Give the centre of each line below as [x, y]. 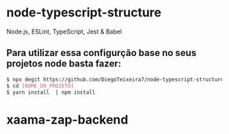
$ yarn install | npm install [51, 92]
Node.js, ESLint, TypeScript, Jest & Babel [64, 31]
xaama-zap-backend [67, 119]
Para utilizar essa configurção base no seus [102, 53]
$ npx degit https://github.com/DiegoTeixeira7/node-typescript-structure [115, 79]
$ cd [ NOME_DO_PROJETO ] [40, 86]
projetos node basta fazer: [64, 64]
